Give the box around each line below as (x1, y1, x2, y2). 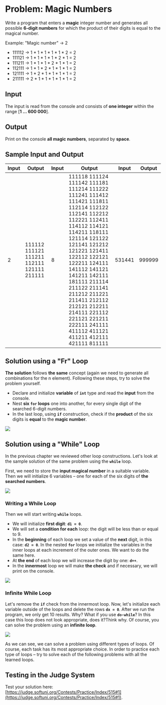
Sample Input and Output (5, 150, 84, 159)
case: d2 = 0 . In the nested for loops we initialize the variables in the (12, 542, 152, 548)
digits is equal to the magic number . (12, 416, 87, 422)
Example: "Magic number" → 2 (5, 40, 68, 45)
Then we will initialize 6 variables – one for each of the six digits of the (5, 473, 148, 479)
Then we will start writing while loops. (5, 511, 83, 517)
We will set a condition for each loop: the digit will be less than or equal (12, 526, 159, 532)
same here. (12, 552, 36, 558)
